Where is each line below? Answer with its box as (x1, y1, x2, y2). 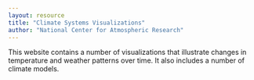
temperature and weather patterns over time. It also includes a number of (8, 56, 245, 65)
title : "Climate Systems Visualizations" (8, 19, 146, 27)
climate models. (8, 64, 60, 74)
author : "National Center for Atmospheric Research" (8, 26, 184, 34)
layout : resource (8, 11, 65, 20)
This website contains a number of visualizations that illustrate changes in (8, 48, 247, 57)
